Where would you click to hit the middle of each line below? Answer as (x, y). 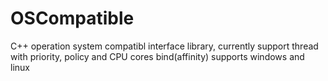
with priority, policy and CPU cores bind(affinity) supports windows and (157, 56)
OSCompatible (72, 18)
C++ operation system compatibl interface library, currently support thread (164, 46)
